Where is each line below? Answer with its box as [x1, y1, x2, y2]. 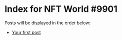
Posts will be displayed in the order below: [4, 20, 91, 26]
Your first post [11, 29, 41, 35]
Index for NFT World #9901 [4, 3, 118, 15]
